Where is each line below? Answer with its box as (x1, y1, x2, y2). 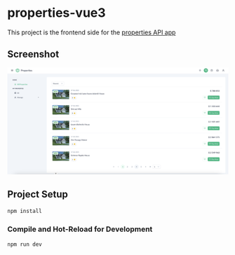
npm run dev (7, 241, 42, 248)
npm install (7, 208, 42, 215)
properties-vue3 (7, 5, 107, 21)
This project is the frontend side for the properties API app (7, 28, 176, 36)
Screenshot (7, 48, 60, 60)
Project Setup (7, 188, 69, 200)
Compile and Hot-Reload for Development (7, 224, 153, 234)
